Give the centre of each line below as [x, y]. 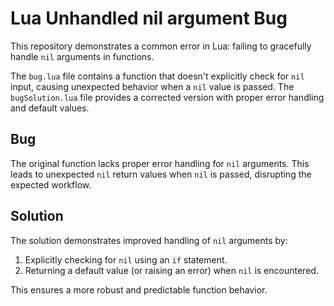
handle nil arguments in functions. [82, 56]
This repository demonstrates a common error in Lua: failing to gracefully [161, 46]
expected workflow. [51, 184]
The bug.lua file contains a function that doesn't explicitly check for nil [157, 76]
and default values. [50, 108]
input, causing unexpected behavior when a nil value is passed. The [152, 86]
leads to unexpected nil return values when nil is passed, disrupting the [161, 174]
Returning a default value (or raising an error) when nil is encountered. [171, 270]
